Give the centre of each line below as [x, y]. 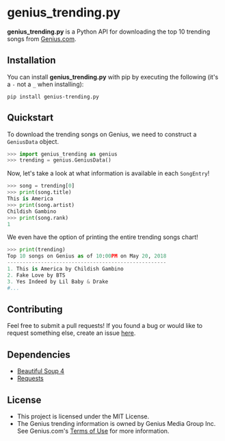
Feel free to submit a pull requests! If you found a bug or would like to [105, 326]
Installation [31, 61]
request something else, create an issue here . [71, 333]
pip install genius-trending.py [53, 97]
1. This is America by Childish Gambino [66, 269]
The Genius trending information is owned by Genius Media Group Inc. [116, 424]
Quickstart [30, 118]
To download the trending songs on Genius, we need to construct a [102, 134]
